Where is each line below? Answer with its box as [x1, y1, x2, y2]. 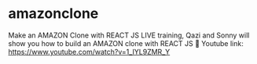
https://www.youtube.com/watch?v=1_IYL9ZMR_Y [8, 47, 171, 56]
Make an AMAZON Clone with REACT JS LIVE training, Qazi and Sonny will [8, 30, 250, 40]
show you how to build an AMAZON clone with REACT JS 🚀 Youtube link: [8, 38, 244, 48]
